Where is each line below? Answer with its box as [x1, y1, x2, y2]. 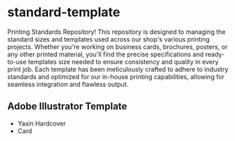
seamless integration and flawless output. [7, 80, 129, 88]
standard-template [7, 4, 121, 20]
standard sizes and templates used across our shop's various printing [7, 35, 210, 43]
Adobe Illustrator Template [7, 100, 128, 113]
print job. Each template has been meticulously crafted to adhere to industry [7, 65, 229, 73]
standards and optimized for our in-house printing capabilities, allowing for [7, 72, 224, 81]
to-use [7, 57, 27, 66]
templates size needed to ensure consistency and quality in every [28, 57, 219, 66]
